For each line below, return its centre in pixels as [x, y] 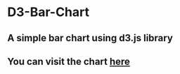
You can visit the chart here [69, 61]
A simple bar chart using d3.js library [90, 38]
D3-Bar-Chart [49, 12]
